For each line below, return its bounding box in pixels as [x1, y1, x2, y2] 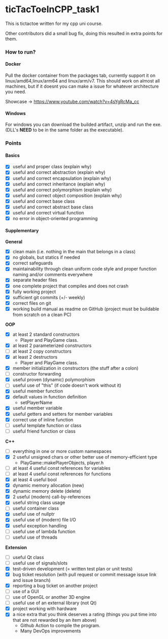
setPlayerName [20, 400, 52, 406]
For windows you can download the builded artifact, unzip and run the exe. [5, 121, 162, 128]
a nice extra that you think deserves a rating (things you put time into [12, 611, 157, 618]
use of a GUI [12, 589, 39, 595]
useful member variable [12, 405, 62, 411]
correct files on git [12, 300, 51, 306]
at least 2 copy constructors [12, 348, 72, 354]
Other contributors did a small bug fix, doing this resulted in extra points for [5, 30, 163, 36]
